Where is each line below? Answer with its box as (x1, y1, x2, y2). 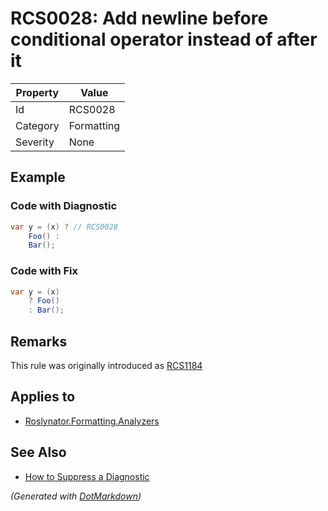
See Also (10, 444, 67, 461)
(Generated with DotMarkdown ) (10, 490, 142, 502)
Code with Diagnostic (10, 199, 118, 213)
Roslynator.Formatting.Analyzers (24, 415, 160, 427)
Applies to (10, 388, 76, 406)
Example (10, 169, 66, 186)
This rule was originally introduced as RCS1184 (10, 359, 203, 371)
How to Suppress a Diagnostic (24, 470, 150, 482)
